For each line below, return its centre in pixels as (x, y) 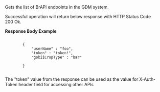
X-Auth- (147, 79)
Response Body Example (31, 31)
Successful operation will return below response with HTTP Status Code (78, 16)
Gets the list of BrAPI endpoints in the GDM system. (57, 7)
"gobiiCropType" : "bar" (57, 57)
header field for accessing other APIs (56, 84)
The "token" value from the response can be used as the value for (72, 79)
